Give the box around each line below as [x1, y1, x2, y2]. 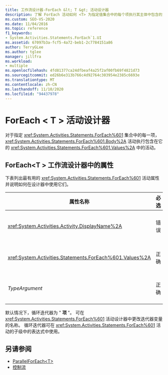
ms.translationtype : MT [5, 77, 55, 82]
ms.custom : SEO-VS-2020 [5, 17, 55, 22]
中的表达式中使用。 [22, 328, 62, 334]
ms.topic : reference [5, 26, 48, 31]
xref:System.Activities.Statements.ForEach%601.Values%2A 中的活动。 [10, 145, 158, 151]
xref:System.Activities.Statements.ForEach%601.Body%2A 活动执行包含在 [5, 139, 158, 145]
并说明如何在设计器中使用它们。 [5, 181, 71, 187]
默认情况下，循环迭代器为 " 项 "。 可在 [5, 310, 84, 316]
